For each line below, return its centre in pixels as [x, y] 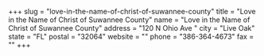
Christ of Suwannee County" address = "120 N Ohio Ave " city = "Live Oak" [132, 28]
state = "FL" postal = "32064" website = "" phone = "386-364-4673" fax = [131, 36]
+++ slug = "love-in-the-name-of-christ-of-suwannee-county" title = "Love [132, 11]
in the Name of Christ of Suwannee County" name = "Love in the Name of [129, 20]
